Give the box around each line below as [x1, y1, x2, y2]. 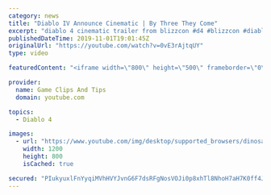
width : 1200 [23, 145, 63, 153]
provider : [8, 78, 42, 86]
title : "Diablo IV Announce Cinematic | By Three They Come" [8, 19, 219, 27]
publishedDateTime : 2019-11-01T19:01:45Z [8, 34, 150, 43]
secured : [8, 174, 38, 182]
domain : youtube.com [15, 93, 85, 102]
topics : [8, 108, 35, 116]
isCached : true [23, 160, 74, 168]
